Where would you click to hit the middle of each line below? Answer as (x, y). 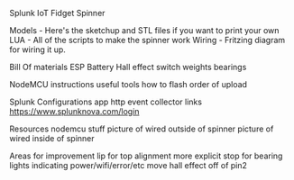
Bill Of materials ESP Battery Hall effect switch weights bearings (128, 67)
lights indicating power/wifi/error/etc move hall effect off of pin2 (129, 165)
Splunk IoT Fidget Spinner (57, 13)
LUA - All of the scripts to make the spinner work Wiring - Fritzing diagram (147, 40)
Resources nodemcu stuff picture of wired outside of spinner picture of (142, 129)
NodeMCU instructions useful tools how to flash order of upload (129, 84)
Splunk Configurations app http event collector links (106, 102)
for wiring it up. (37, 49)
